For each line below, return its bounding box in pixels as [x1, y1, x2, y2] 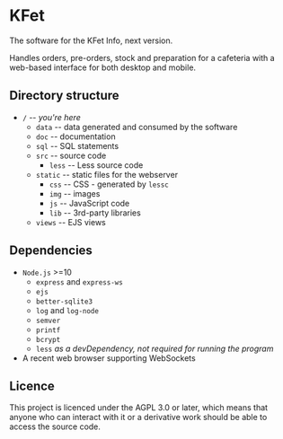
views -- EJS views [35, 216, 106, 227]
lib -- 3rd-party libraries [49, 207, 141, 218]
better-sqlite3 [35, 297, 93, 306]
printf [35, 325, 61, 335]
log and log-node [35, 304, 99, 315]
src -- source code [35, 150, 107, 161]
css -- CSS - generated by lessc [49, 179, 169, 189]
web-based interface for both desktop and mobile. [9, 62, 196, 73]
